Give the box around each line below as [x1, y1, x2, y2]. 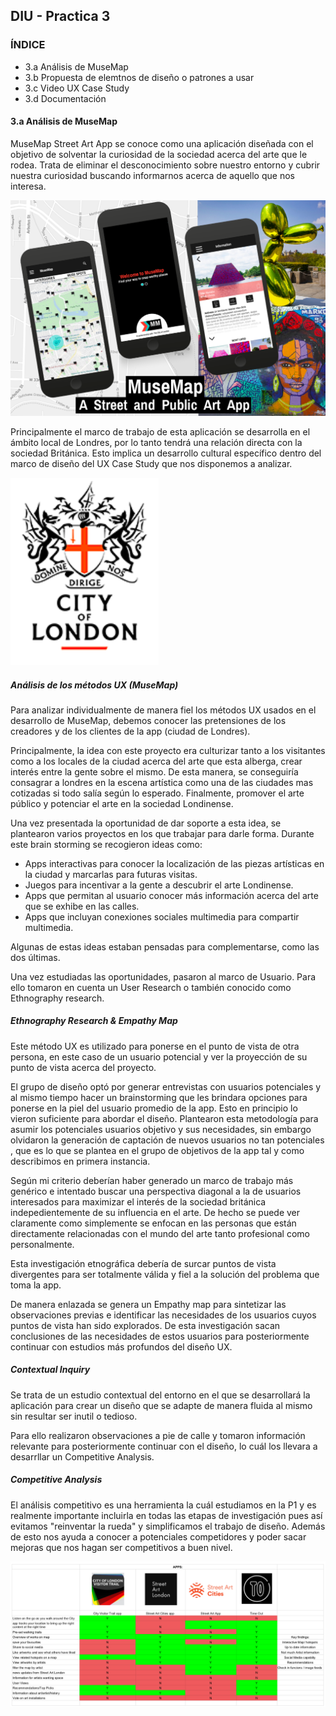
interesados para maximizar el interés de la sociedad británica [10, 1195, 267, 1208]
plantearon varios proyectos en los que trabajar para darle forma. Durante [10, 827, 315, 839]
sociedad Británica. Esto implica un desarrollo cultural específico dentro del [10, 447, 322, 459]
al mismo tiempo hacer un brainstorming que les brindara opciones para [10, 1091, 308, 1103]
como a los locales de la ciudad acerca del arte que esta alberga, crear [10, 755, 303, 767]
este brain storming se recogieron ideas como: [10, 838, 203, 850]
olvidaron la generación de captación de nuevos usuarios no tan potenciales [10, 1134, 325, 1146]
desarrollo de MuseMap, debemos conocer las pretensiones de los [10, 714, 287, 726]
